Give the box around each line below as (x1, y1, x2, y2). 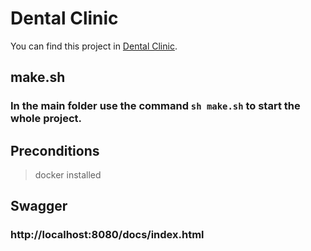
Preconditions (10, 142, 100, 159)
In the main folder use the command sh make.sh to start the (10, 99, 301, 113)
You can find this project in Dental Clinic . (10, 40, 178, 52)
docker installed (34, 169, 102, 181)
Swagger (10, 198, 68, 215)
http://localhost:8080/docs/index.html (10, 228, 205, 242)
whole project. (10, 112, 83, 126)
